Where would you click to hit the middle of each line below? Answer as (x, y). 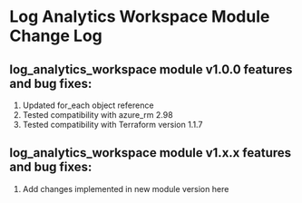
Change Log (56, 36)
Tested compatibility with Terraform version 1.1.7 (112, 125)
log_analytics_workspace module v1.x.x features (151, 153)
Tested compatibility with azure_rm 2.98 (98, 115)
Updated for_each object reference (88, 105)
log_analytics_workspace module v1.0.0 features (151, 69)
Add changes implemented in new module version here (126, 188)
